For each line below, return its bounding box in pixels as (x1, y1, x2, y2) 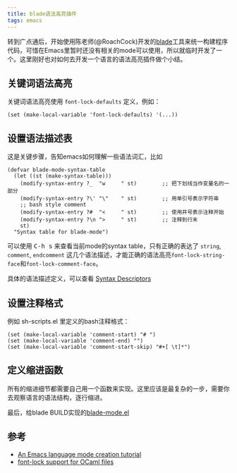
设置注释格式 (7, 297, 63, 309)
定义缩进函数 (7, 364, 63, 376)
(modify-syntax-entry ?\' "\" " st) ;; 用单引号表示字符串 (20, 195, 219, 202)
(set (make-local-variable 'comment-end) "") (7, 337, 143, 344)
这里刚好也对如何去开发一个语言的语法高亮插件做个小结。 (19, 54, 187, 63)
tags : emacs (7, 17, 42, 24)
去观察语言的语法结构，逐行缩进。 (7, 393, 107, 402)
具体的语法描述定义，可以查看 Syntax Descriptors (7, 274, 152, 283)
